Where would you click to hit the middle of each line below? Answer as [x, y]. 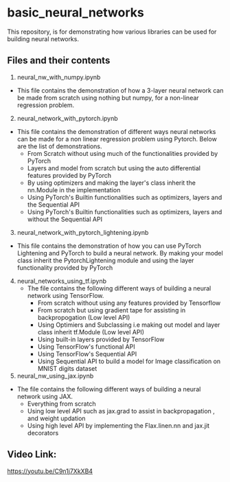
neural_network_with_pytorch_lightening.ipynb [83, 232]
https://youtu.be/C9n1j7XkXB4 [50, 471]
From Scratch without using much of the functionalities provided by [123, 153]
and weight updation [56, 418]
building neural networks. [43, 38]
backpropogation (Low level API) [84, 317]
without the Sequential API [65, 219]
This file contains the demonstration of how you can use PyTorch [109, 246]
